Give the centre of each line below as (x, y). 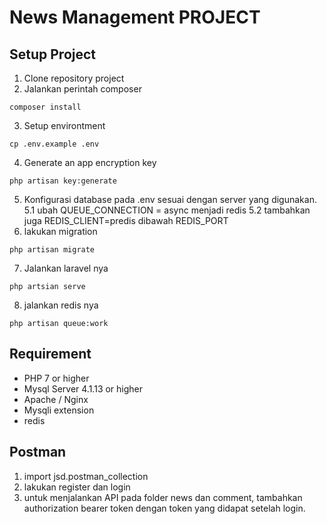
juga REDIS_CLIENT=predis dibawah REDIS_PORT (126, 220)
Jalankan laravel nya (66, 268)
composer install (45, 107)
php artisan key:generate (63, 181)
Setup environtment (64, 125)
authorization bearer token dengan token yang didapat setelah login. (164, 508)
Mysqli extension (59, 410)
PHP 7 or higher (56, 378)
